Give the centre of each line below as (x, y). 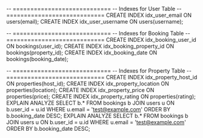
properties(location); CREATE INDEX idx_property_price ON (80, 90)
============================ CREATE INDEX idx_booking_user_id (101, 40)
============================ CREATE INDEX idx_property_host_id (102, 77)
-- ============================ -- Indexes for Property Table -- (99, 71)
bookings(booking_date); (37, 59)
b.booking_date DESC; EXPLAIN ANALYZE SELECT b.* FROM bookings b (98, 116)
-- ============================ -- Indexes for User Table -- (94, 9)
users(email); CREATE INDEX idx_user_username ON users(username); (95, 21)
